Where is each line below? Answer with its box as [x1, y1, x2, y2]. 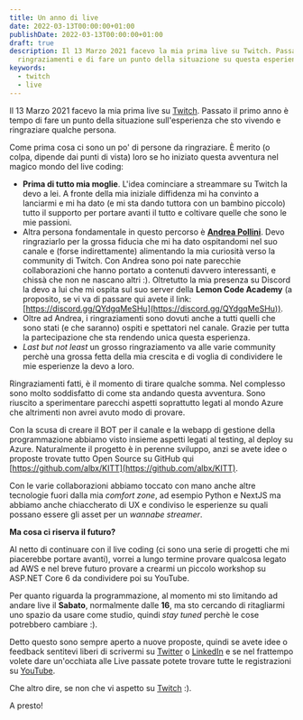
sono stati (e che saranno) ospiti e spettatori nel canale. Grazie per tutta [22, 322, 290, 333]
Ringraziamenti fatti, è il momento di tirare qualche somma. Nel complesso [9, 378, 286, 389]
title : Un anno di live [9, 13, 99, 23]
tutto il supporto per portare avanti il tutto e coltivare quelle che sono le [22, 207, 287, 217]
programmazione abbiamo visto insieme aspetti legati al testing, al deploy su [9, 434, 294, 445]
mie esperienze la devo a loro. [22, 360, 135, 371]
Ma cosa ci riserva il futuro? [9, 526, 116, 537]
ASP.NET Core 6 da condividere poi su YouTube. [9, 572, 189, 583]
